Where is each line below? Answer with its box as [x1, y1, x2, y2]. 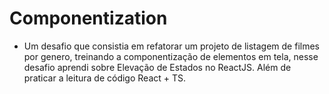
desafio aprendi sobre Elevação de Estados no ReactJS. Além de [23, 61, 292, 73]
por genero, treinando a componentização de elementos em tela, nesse [23, 50, 319, 62]
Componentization [9, 7, 168, 30]
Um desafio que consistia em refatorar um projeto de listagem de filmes [23, 40, 320, 52]
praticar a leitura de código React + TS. [23, 72, 187, 84]
